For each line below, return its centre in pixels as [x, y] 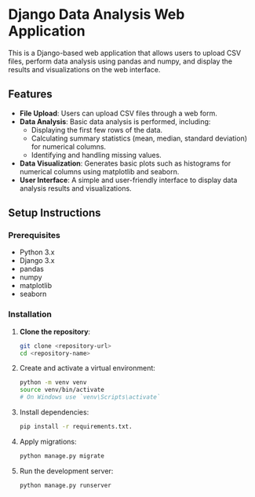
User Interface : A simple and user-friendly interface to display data [128, 180]
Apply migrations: [48, 441]
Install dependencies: [54, 412]
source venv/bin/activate [62, 390]
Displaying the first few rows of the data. [97, 130]
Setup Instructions [55, 213]
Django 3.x [37, 261]
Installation [30, 314]
